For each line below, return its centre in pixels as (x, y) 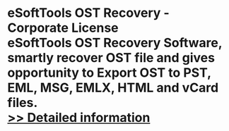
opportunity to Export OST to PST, (109, 73)
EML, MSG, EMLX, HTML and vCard (113, 88)
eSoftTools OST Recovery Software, (115, 43)
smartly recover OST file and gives (111, 58)
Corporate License (63, 28)
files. (23, 103)
